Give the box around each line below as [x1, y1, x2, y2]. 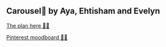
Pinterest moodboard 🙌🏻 [6, 34, 68, 41]
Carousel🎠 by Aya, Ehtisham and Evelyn [6, 6, 161, 16]
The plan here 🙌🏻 [6, 22, 50, 29]
